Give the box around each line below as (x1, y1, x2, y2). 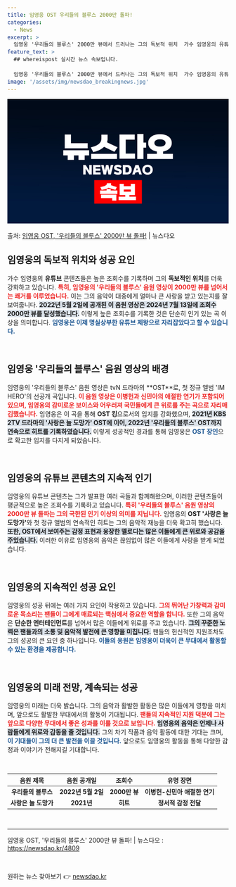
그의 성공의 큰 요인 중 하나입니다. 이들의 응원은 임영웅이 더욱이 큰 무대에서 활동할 (7, 636, 227, 645)
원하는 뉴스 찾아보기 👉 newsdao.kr (7, 872, 107, 880)
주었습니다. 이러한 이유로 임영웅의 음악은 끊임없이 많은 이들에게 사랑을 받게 (7, 536, 212, 545)
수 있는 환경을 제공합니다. (7, 645, 77, 654)
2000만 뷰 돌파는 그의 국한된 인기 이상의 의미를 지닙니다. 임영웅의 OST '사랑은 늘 (7, 510, 229, 518)
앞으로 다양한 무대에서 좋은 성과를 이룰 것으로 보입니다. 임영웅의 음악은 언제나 (7, 719, 217, 728)
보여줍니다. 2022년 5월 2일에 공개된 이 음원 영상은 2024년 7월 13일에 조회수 (7, 300, 217, 309)
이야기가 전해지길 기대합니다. (20, 746, 100, 754)
